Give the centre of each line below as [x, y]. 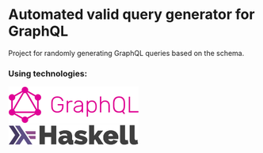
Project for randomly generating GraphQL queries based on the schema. [126, 53]
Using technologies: [48, 73]
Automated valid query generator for [131, 15]
